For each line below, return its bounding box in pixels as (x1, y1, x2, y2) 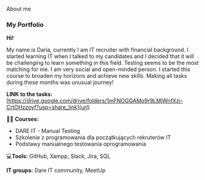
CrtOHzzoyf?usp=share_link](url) (6, 103, 90, 111)
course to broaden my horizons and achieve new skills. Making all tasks (6, 72, 187, 80)
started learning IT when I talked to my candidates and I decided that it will (6, 53, 195, 60)
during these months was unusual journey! (6, 79, 114, 86)
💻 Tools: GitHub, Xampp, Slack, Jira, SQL (6, 152, 111, 160)
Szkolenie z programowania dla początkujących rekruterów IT (15, 134, 171, 141)
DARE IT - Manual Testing (15, 127, 81, 135)
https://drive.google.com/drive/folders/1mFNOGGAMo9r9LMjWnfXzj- (8, 97, 184, 105)
